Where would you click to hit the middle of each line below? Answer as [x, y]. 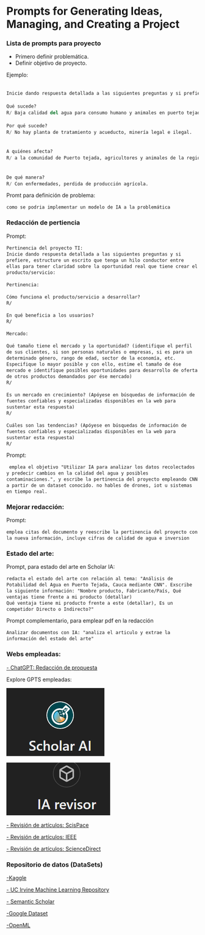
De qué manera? [26, 177]
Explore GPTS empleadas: [39, 679]
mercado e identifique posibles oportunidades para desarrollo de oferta [102, 370]
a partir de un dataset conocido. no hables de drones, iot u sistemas [99, 485]
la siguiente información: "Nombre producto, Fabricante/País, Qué [94, 591]
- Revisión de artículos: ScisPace [48, 825]
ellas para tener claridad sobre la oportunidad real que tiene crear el [102, 266]
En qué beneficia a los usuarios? [50, 315]
